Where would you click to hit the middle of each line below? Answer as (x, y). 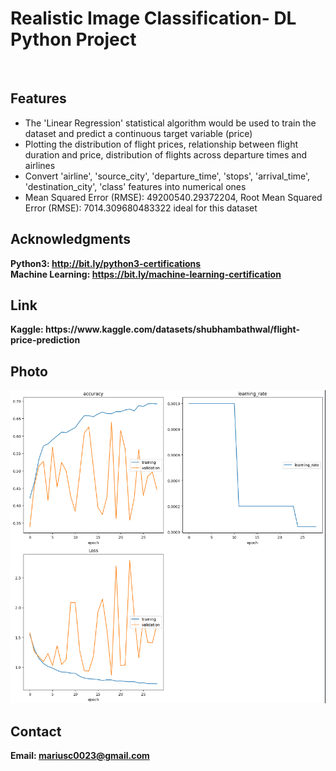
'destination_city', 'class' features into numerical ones (135, 186)
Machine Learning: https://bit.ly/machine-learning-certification (146, 274)
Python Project (73, 39)
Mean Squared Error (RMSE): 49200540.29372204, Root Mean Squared (173, 197)
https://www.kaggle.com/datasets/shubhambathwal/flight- (173, 329)
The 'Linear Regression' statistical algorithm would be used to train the (170, 123)
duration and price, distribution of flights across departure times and (165, 154)
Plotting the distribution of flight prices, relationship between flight (161, 144)
